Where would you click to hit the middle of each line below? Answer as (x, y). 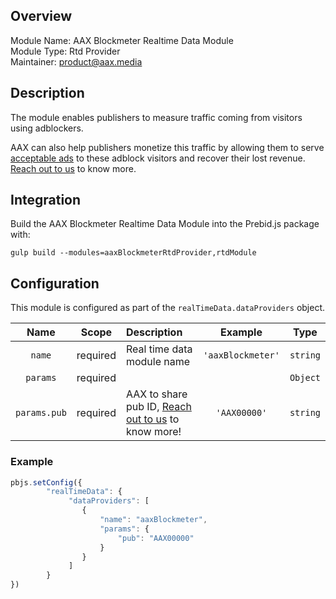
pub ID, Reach (158, 407)
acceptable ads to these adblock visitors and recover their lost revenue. (158, 158)
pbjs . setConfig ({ (46, 482)
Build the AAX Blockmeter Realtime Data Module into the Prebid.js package (165, 224)
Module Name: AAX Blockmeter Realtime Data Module (122, 40)
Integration (46, 200)
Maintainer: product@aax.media (76, 61)
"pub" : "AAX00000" (156, 538)
